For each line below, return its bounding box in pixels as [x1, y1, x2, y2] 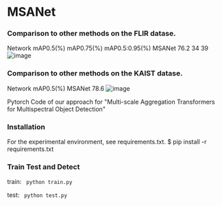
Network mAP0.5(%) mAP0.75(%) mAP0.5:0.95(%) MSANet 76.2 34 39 [7, 44, 209, 52]
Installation [7, 122, 46, 131]
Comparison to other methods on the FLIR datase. [7, 29, 176, 38]
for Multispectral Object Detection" [7, 104, 106, 113]
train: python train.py [7, 178, 73, 186]
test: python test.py [7, 191, 67, 199]
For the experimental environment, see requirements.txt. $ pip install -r [7, 138, 207, 146]
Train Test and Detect [7, 162, 80, 172]
